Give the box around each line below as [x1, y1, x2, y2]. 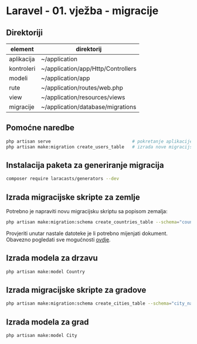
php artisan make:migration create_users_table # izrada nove [6, 144, 167, 150]
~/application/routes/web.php [40, 84, 123, 92]
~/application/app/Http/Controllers [40, 65, 137, 72]
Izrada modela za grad [6, 317, 89, 327]
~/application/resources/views [40, 93, 125, 101]
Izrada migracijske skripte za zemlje [6, 192, 140, 202]
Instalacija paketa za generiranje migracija [6, 160, 164, 170]
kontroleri [9, 65, 36, 72]
